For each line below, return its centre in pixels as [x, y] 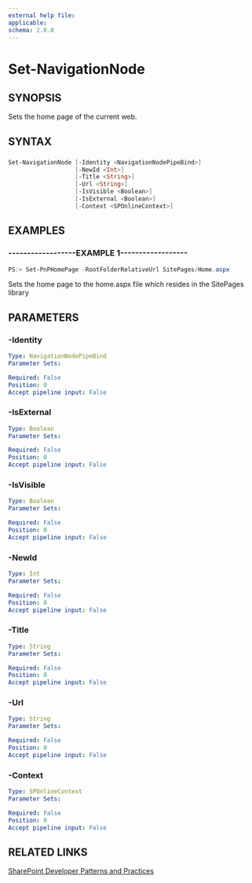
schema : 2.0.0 [31, 30]
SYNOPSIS [35, 98]
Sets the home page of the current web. [73, 117]
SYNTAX [30, 141]
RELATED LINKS [48, 852]
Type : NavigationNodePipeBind [58, 356]
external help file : [42, 15]
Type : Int [24, 574]
